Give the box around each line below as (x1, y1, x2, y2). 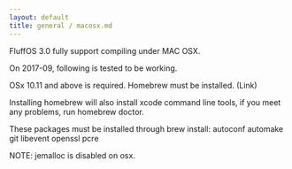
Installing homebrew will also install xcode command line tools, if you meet (9, 96, 281, 107)
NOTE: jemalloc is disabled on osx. (9, 150, 135, 160)
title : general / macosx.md (9, 21, 113, 30)
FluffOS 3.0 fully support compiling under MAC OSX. (9, 45, 201, 56)
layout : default (9, 12, 69, 22)
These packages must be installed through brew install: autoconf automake (9, 123, 284, 134)
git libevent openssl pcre (9, 133, 99, 143)
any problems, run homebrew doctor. (9, 106, 144, 117)
